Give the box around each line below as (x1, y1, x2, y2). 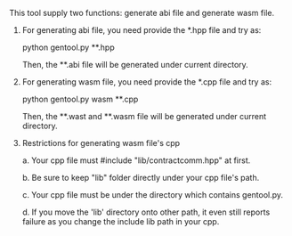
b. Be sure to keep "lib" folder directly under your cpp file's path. (21, 173, 260, 183)
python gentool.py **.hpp (21, 42, 115, 53)
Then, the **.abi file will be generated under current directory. (21, 60, 249, 69)
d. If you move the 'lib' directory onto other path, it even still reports (21, 207, 271, 217)
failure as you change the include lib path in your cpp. (21, 216, 220, 226)
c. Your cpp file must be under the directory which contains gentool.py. (21, 190, 283, 199)
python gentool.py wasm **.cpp (21, 94, 139, 104)
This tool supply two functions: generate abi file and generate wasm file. (9, 8, 274, 18)
